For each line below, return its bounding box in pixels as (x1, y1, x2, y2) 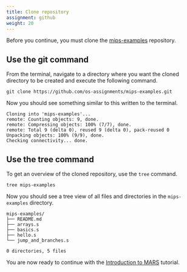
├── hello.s (6, 232, 36, 238)
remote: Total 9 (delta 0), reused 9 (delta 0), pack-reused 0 (6, 127, 170, 134)
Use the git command (6, 54, 89, 64)
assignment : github (6, 15, 56, 21)
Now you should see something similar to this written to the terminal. (6, 100, 178, 107)
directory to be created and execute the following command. (6, 77, 158, 84)
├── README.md (6, 216, 42, 222)
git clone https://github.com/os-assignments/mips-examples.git (6, 89, 172, 95)
